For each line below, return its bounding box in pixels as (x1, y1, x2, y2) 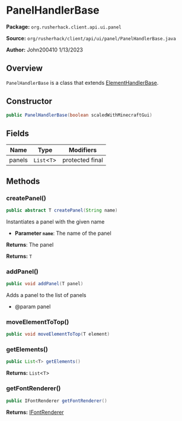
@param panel (14, 303, 51, 310)
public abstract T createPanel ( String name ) (6, 207, 118, 213)
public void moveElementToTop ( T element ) (6, 331, 110, 337)
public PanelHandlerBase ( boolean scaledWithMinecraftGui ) (6, 112, 152, 118)
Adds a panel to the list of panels (6, 291, 87, 298)
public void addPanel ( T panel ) (6, 281, 84, 287)
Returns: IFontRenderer (6, 409, 64, 416)
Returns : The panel (6, 241, 54, 248)
